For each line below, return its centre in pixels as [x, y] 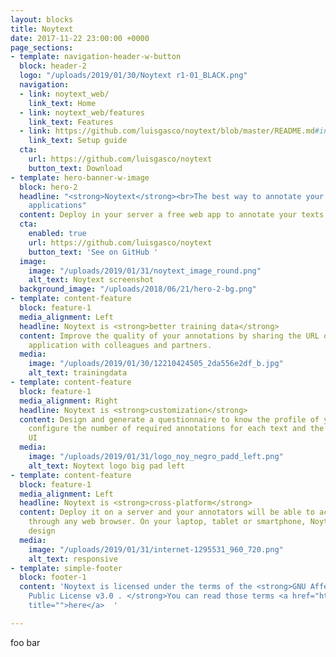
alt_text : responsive [73, 559]
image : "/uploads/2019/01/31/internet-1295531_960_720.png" [156, 549]
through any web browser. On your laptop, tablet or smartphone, [167, 522]
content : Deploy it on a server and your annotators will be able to [167, 512]
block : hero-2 [48, 187]
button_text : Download [75, 168]
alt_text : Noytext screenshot [91, 280]
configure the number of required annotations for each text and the [176, 429]
